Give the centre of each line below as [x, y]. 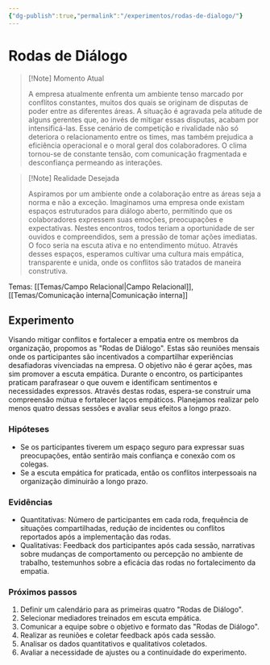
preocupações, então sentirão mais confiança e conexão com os [128, 455]
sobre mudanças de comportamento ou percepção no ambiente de [131, 554]
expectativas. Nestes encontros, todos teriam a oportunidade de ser [141, 228]
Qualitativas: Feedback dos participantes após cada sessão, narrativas [137, 545]
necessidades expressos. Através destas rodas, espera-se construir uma [130, 391]
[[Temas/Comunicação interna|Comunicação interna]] [98, 295]
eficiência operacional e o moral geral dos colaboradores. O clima [137, 145]
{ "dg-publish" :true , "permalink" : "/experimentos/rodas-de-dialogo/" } [126, 16]
